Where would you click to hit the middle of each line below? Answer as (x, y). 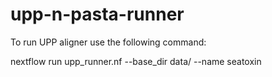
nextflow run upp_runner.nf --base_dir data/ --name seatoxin (136, 61)
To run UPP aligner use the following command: (108, 42)
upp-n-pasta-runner (97, 14)
